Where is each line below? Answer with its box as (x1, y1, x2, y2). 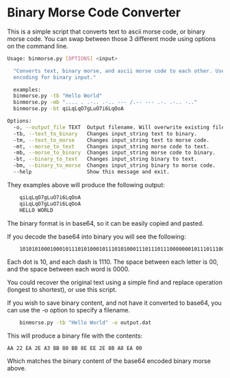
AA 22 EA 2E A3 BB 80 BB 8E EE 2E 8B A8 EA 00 (7, 345, 142, 352)
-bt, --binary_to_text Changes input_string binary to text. (13, 156, 197, 163)
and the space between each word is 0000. (7, 265, 130, 273)
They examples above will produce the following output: (7, 180, 166, 189)
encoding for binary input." (13, 74, 97, 81)
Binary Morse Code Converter (7, 5, 181, 21)
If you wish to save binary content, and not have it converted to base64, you (7, 299, 222, 307)
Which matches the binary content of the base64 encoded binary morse (7, 357, 211, 365)
